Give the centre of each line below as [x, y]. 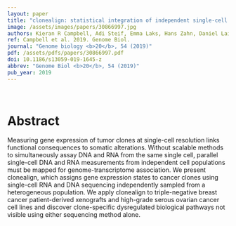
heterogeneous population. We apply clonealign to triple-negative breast [112, 192]
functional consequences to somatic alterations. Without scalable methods [115, 147]
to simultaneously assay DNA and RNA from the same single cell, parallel [113, 155]
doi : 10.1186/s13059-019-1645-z [54, 60]
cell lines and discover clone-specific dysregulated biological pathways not [116, 207]
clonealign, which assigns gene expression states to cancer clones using [113, 178]
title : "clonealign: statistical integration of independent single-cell [118, 20]
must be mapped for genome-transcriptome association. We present [106, 170]
